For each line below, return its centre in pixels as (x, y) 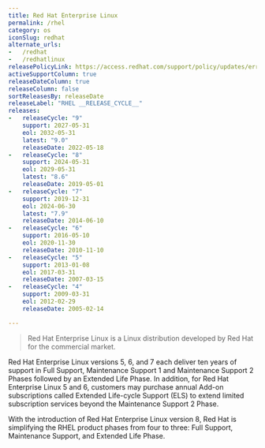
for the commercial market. (71, 346)
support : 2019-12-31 (56, 199)
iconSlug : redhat (37, 37)
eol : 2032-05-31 (49, 133)
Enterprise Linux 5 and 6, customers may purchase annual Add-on (116, 386)
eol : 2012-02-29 (49, 301)
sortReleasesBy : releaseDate (56, 96)
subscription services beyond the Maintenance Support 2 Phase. (114, 404)
